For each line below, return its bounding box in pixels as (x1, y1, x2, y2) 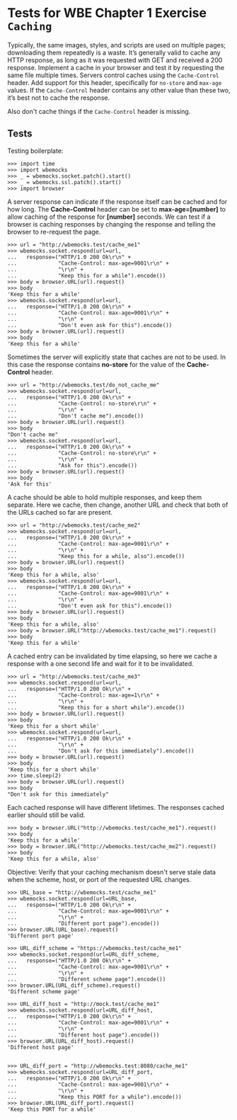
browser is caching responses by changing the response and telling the (7, 219, 216, 228)
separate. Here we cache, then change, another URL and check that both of (7, 501, 229, 509)
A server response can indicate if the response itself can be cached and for (7, 197, 228, 206)
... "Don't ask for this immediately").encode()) (7, 747, 195, 755)
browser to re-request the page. (7, 227, 101, 236)
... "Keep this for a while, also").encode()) (7, 552, 185, 560)
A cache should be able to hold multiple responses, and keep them (7, 493, 202, 501)
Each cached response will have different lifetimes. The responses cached (7, 803, 225, 811)
